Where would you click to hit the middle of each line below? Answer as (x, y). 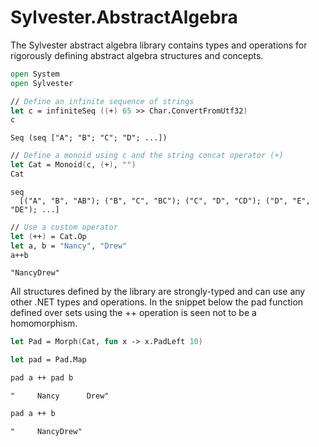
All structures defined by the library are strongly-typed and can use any (158, 292)
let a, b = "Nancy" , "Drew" (69, 246)
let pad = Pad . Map (48, 360)
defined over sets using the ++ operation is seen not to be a (133, 313)
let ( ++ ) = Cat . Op (48, 236)
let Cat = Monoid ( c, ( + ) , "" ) (73, 165)
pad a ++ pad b (42, 378)
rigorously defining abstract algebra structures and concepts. (137, 55)
